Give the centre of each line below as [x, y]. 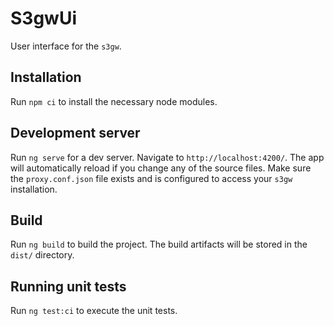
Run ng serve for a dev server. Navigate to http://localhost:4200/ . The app [167, 157]
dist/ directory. [42, 255]
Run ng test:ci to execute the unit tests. [94, 311]
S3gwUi [43, 18]
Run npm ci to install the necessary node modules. [114, 101]
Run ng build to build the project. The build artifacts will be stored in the [159, 244]
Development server [75, 133]
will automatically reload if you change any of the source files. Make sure [161, 168]
